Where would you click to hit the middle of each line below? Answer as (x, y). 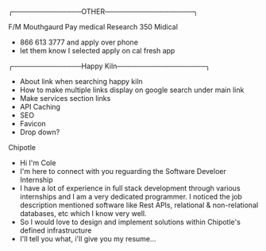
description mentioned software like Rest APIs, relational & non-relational (139, 205)
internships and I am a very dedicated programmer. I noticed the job (131, 197)
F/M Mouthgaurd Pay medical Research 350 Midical (93, 27)
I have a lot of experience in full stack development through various (130, 188)
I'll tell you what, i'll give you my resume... (88, 239)
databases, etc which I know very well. (83, 213)
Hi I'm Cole (38, 163)
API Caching (40, 107)
